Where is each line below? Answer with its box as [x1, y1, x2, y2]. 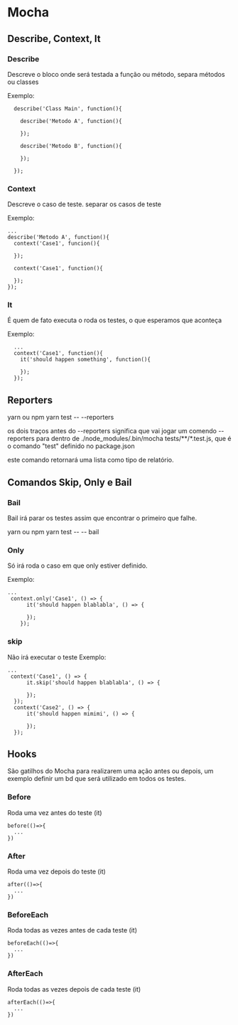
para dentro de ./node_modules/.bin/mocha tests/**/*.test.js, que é [36, 435, 232, 443]
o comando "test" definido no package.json [7, 442, 135, 450]
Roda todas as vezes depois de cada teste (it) [7, 984, 141, 993]
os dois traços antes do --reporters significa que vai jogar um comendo [7, 427, 217, 435]
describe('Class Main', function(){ [13, 105, 122, 112]
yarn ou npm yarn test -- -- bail [7, 527, 99, 536]
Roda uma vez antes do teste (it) [7, 808, 102, 817]
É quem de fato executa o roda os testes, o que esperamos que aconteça [7, 316, 222, 324]
